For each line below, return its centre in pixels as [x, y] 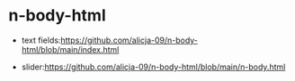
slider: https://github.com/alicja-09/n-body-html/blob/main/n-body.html [153, 67]
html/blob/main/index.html [70, 49]
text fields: [41, 40]
